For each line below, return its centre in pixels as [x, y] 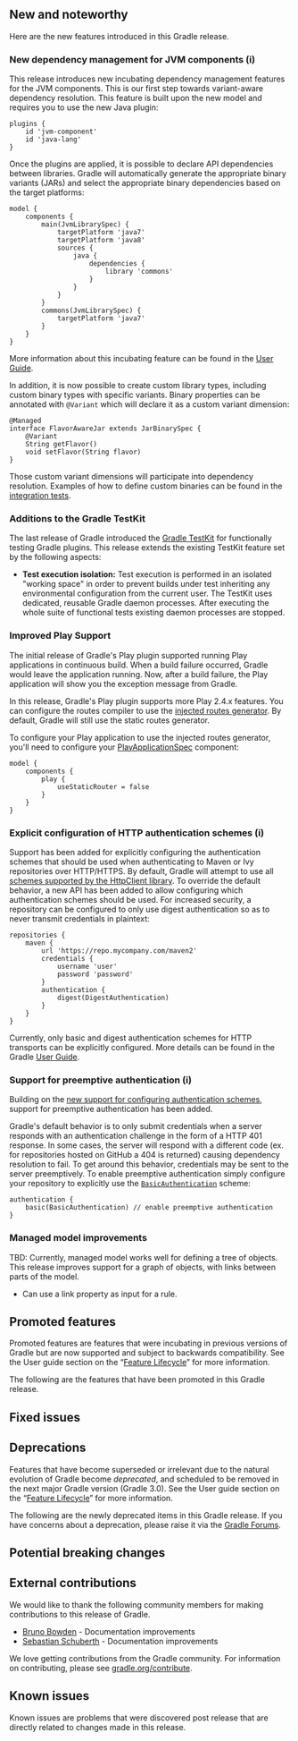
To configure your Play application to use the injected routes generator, [140, 737]
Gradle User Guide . [45, 1057]
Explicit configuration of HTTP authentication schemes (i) [137, 833]
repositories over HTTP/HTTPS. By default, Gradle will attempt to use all [141, 871]
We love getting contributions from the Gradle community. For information [145, 1658]
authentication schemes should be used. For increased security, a [130, 900]
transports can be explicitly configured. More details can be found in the [142, 1047]
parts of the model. [45, 1276]
